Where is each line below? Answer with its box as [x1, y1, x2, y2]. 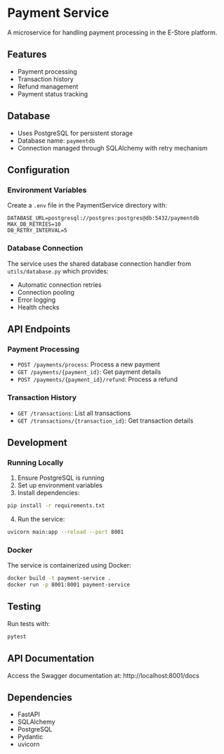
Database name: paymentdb [17, 136, 95, 145]
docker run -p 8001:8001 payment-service [7, 582, 131, 589]
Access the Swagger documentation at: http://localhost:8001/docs [7, 671, 200, 679]
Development [7, 436, 68, 448]
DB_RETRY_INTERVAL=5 [7, 227, 68, 234]
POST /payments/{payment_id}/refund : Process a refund [17, 375, 178, 384]
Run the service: [17, 515, 65, 523]
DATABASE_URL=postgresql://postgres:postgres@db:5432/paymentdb [7, 215, 199, 222]
